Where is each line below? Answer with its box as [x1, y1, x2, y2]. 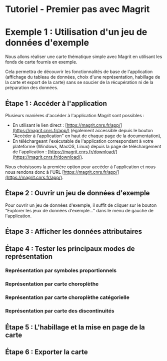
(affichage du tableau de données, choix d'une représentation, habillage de [5, 74, 160, 80]
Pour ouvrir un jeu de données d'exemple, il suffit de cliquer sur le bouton [5, 202, 157, 208]
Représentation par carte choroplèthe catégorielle [5, 294, 130, 301]
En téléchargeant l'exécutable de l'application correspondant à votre [12, 138, 153, 144]
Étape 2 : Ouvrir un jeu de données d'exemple [5, 189, 150, 197]
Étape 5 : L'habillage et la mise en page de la [5, 323, 145, 331]
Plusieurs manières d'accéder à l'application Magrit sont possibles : [5, 112, 144, 118]
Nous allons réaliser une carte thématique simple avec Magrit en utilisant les [5, 54, 162, 60]
